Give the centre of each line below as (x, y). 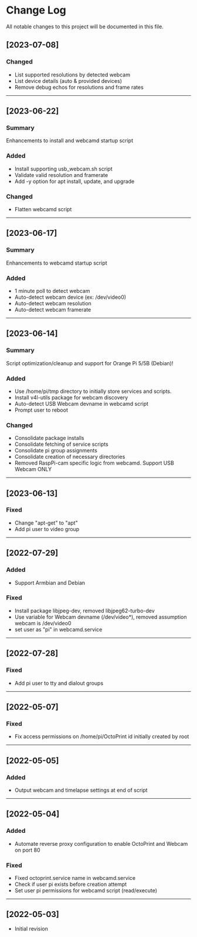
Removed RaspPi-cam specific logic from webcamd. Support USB (94, 463)
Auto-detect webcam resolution (53, 303)
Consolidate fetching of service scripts (61, 444)
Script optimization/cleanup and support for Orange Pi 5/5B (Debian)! (90, 363)
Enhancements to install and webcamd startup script (70, 141)
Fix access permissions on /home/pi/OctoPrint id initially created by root (102, 736)
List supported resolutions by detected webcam (72, 75)
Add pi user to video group (47, 529)
